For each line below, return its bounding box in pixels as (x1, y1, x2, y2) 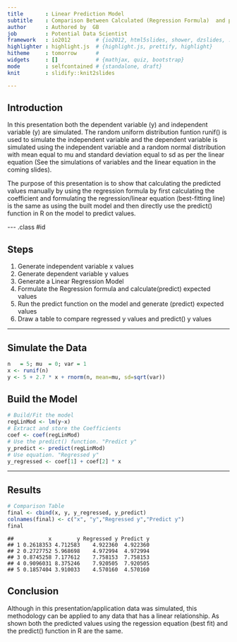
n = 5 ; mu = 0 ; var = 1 (7, 360, 87, 367)
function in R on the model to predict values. (7, 209, 136, 218)
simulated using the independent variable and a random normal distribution (7, 143, 226, 152)
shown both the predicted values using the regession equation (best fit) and (7, 619, 228, 627)
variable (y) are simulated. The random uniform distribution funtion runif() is (7, 128, 227, 136)
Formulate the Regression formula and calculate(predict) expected (17, 285, 211, 293)
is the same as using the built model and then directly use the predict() (7, 202, 213, 210)
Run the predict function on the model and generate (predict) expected (17, 299, 224, 308)
